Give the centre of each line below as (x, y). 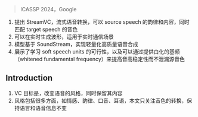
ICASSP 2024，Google (48, 9)
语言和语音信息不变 (43, 108)
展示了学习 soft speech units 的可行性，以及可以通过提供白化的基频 (97, 52)
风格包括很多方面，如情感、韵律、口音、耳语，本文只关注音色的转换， (100, 100)
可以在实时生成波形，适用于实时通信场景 (64, 37)
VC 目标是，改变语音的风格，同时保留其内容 (68, 93)
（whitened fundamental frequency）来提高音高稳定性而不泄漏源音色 (100, 59)
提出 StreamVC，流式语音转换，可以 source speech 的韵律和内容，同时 (102, 22)
